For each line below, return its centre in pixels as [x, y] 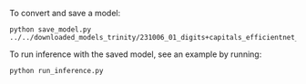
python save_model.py [51, 30]
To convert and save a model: [65, 13]
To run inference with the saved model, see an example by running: [136, 54]
